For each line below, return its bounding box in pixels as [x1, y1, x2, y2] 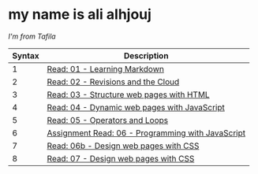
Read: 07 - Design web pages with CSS [47, 153, 195, 164]
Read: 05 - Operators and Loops [47, 114, 169, 125]
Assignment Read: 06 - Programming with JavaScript [47, 128, 246, 139]
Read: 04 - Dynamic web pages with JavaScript [47, 102, 225, 113]
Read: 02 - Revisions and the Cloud [47, 76, 180, 87]
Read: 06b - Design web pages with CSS [47, 140, 200, 151]
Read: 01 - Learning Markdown [47, 63, 164, 74]
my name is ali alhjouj [8, 6, 152, 24]
